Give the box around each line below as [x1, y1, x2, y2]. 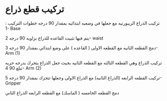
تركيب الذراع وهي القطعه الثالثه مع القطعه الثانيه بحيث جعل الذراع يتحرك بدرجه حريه [5, 59, 162, 65]
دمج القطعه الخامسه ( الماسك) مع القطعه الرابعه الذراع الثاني [5, 89, 119, 95]
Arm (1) [5, 50, 21, 56]
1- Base [5, 25, 21, 31]
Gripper [5, 80, 21, 86]
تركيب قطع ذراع [5, 3, 64, 15]
